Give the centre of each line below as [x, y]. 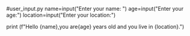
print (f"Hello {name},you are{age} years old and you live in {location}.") [95, 27]
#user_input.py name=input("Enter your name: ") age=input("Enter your [95, 9]
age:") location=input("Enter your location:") [61, 15]
